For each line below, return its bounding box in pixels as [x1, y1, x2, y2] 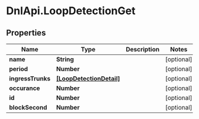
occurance [9, 84, 40, 92]
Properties [6, 28, 46, 38]
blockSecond [9, 104, 47, 111]
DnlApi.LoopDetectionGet [6, 4, 136, 18]
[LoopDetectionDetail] [56, 75, 120, 82]
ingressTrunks [9, 75, 51, 82]
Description [126, 46, 160, 53]
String [56, 55, 74, 63]
